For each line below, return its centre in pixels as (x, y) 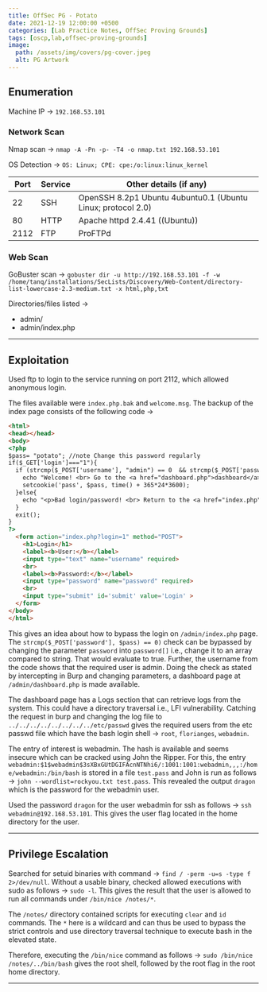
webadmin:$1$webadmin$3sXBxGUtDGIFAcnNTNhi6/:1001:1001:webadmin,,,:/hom (133, 765)
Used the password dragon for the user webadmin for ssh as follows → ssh (130, 804)
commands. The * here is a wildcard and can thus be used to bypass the (127, 922)
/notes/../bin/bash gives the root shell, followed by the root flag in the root (132, 963)
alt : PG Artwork (42, 60)
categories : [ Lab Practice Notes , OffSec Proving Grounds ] (108, 30)
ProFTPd (95, 233)
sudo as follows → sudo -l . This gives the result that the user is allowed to (130, 890)
